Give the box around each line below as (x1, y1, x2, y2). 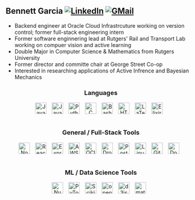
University (14, 54, 40, 61)
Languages (83, 88, 118, 97)
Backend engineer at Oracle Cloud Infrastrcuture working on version (14, 22, 185, 29)
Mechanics (14, 73, 42, 80)
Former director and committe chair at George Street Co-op (14, 60, 163, 68)
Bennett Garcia (5, 6, 63, 16)
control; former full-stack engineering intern (14, 28, 124, 36)
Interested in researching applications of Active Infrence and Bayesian (14, 67, 190, 74)
